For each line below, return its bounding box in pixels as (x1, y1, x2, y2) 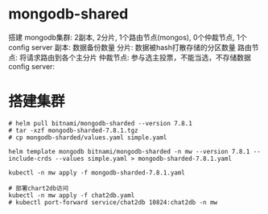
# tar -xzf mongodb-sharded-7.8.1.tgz (8, 126, 138, 134)
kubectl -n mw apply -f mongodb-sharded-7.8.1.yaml (8, 168, 185, 177)
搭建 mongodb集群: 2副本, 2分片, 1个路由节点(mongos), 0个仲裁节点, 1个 (8, 32, 247, 42)
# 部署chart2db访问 (8, 184, 69, 192)
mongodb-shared (8, 5, 129, 23)
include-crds (8, 154, 52, 163)
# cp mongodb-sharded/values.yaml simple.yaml (8, 134, 167, 142)
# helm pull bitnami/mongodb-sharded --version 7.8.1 (8, 119, 193, 127)
